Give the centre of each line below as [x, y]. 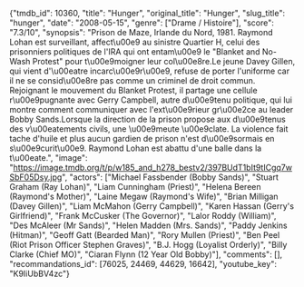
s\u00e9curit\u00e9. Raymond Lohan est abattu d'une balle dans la [136, 148]
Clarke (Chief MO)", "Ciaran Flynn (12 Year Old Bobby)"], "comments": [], [146, 254]
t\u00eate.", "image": [49, 158]
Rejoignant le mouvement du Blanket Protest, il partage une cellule [133, 90]
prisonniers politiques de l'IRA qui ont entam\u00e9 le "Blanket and [135, 52]
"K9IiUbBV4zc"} [39, 273]
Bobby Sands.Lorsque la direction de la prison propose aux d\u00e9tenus [147, 119]
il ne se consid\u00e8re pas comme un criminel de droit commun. [132, 80]
